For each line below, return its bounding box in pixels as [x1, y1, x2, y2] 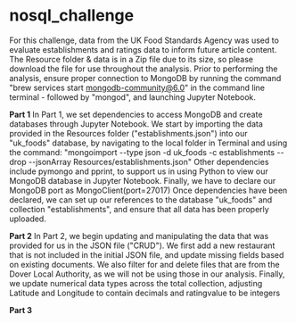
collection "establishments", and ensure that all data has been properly [9, 203, 269, 214]
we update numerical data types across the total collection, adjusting [9, 277, 263, 288]
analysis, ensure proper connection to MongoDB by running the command [9, 72, 282, 83]
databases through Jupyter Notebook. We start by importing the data [9, 118, 263, 129]
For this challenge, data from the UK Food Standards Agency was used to [9, 35, 279, 46]
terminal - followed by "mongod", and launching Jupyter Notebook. [9, 91, 256, 103]
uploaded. [9, 213, 46, 224]
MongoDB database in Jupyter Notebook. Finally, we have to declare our [9, 175, 276, 186]
